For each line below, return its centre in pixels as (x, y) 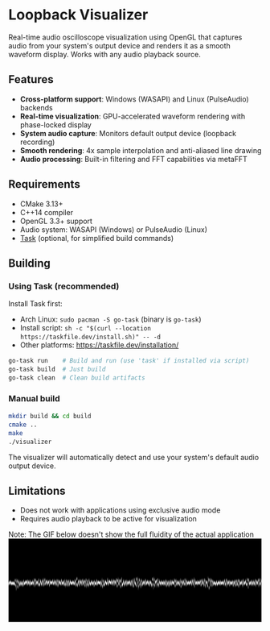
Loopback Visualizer (78, 15)
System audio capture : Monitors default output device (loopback (128, 133)
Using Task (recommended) (64, 286)
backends (37, 107)
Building (29, 263)
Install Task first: (35, 304)
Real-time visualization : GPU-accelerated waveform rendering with (133, 116)
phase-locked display (56, 125)
